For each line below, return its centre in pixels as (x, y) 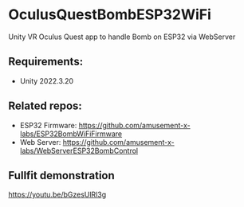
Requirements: (46, 62)
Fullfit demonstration (62, 176)
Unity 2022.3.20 (47, 80)
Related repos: (45, 106)
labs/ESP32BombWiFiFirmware (71, 134)
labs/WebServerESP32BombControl (79, 150)
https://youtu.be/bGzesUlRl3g (57, 195)
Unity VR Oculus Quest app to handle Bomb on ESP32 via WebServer (122, 37)
